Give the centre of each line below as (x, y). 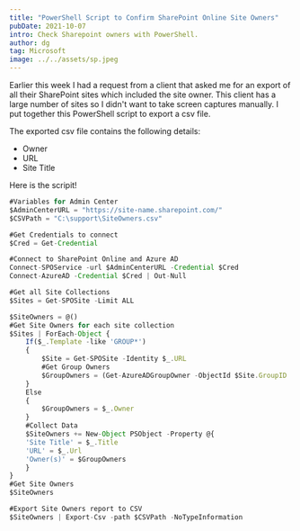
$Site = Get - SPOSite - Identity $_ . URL (114, 359)
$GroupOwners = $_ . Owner (88, 409)
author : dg (30, 43)
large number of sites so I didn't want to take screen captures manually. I (144, 104)
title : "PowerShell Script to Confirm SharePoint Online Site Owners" (144, 18)
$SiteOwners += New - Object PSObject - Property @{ (120, 434)
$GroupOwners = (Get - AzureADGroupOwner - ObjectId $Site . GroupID (164, 375)
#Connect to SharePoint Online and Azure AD (94, 259)
